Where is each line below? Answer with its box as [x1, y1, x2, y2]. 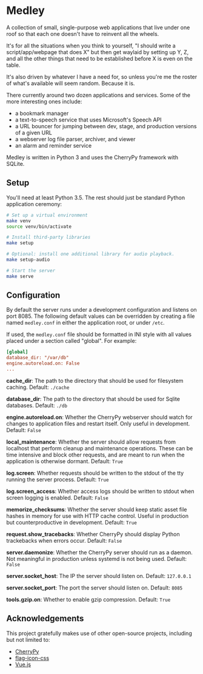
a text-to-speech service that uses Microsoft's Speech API [15, 116, 162, 123]
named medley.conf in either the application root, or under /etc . [6, 319, 165, 326]
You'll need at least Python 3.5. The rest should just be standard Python [6, 194, 185, 201]
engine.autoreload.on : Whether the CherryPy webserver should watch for [6, 413, 193, 421]
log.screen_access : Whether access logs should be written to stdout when [6, 487, 195, 495]
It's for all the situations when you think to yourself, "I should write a [6, 42, 176, 49]
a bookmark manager [15, 109, 69, 117]
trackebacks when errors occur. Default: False [6, 537, 122, 544]
